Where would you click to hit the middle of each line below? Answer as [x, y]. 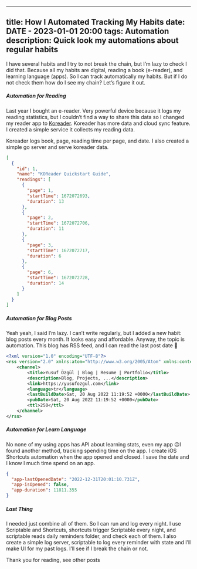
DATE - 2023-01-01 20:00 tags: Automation [88, 31]
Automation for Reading [36, 96]
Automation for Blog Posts [39, 318]
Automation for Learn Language [46, 429]
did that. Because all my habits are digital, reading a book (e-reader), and [94, 70]
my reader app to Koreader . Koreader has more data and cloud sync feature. [98, 123]
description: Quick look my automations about [92, 41]
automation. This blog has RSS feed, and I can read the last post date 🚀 [92, 346]
